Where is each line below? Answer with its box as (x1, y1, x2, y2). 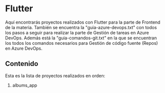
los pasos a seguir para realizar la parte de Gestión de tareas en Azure (5, 30, 150, 35)
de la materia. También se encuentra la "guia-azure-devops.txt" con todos (5, 24, 157, 30)
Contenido (5, 60, 39, 68)
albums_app (12, 82, 37, 88)
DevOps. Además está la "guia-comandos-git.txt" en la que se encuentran (5, 35, 157, 41)
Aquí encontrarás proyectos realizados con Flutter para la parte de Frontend (5, 19, 161, 25)
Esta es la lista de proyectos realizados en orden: (5, 72, 106, 79)
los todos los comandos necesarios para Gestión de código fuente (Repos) (5, 40, 158, 46)
